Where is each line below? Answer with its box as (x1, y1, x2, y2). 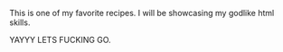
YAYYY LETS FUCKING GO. (9, 35, 111, 45)
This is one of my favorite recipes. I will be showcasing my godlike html (9, 8, 275, 18)
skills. (9, 17, 31, 28)
